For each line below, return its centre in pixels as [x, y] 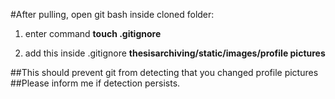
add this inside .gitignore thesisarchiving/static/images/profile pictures [175, 53]
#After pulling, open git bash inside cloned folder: [112, 14]
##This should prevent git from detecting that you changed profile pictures [164, 72]
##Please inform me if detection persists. [95, 83]
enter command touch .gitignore [93, 33]
